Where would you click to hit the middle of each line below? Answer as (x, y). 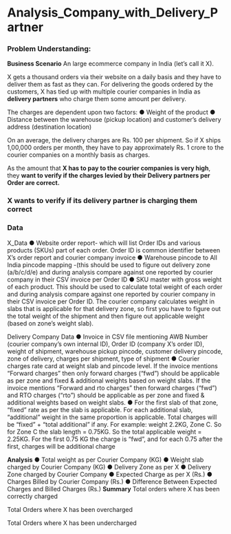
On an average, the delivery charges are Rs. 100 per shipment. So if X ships (114, 140)
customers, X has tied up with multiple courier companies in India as (104, 92)
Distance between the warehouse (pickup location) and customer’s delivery (114, 120)
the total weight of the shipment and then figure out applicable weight (106, 316)
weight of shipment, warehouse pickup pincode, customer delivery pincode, (115, 351)
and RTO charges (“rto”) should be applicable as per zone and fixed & (106, 395)
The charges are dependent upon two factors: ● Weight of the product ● (111, 112)
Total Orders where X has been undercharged (72, 523)
